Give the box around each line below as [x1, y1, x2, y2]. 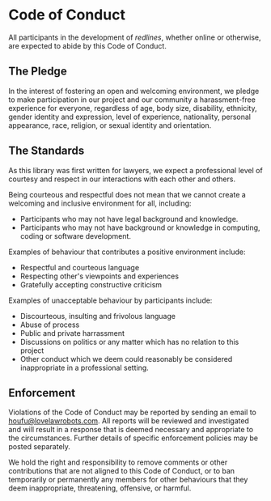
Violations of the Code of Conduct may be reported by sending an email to [8, 407, 256, 418]
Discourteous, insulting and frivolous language [19, 311, 176, 321]
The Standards [8, 144, 85, 158]
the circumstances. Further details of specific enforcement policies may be [8, 433, 259, 443]
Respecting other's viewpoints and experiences [19, 271, 180, 281]
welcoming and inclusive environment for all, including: [8, 198, 192, 208]
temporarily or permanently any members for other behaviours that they [8, 475, 248, 485]
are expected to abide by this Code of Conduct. [8, 40, 167, 50]
